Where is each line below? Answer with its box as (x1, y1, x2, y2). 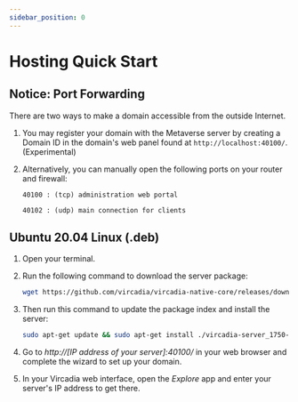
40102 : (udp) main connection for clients (21, 205, 187, 214)
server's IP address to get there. (21, 383, 141, 394)
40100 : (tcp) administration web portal (21, 190, 178, 199)
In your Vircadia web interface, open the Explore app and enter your (21, 374, 271, 384)
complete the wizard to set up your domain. (21, 357, 182, 367)
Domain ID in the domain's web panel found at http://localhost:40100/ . (21, 137, 288, 148)
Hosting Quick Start (9, 51, 158, 71)
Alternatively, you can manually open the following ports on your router (21, 164, 283, 174)
